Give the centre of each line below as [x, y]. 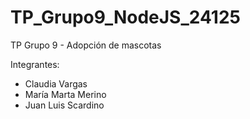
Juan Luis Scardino [64, 105]
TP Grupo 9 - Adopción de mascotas [86, 45]
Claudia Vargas [56, 83]
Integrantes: [35, 64]
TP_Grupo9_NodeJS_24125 [125, 17]
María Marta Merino [65, 94]
